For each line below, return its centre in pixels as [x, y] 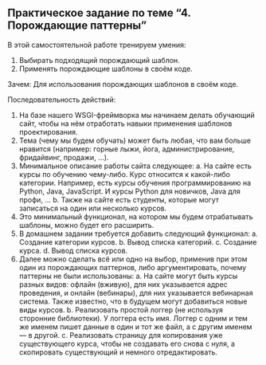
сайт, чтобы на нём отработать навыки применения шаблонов [125, 124]
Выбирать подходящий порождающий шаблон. [99, 60]
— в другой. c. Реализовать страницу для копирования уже [121, 335]
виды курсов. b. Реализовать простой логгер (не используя [121, 309]
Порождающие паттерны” [77, 26]
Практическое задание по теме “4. [99, 13]
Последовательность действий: [62, 100]
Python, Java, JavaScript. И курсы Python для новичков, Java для [129, 191]
